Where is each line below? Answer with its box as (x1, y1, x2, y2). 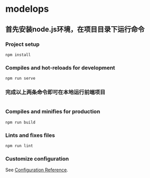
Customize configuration (5, 155, 69, 162)
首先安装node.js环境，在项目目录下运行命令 (5, 25, 145, 33)
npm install (5, 52, 31, 57)
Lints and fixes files (5, 132, 55, 139)
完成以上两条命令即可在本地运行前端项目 (5, 88, 105, 96)
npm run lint (5, 143, 33, 148)
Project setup (5, 41, 40, 48)
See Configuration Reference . (5, 167, 68, 173)
